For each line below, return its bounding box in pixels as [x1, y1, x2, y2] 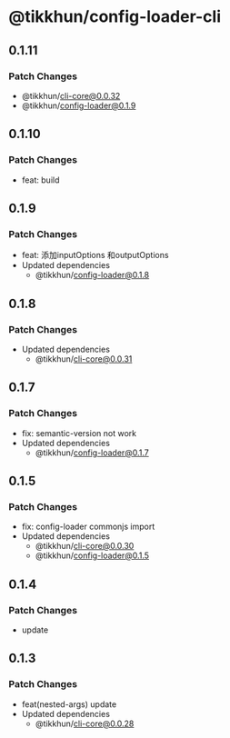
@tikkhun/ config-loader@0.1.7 [35, 447, 149, 458]
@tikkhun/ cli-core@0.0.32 [21, 90, 121, 101]
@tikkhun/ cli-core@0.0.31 [35, 353, 133, 364]
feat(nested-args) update [21, 698, 117, 710]
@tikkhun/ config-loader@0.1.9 [21, 100, 136, 111]
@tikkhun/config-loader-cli [8, 6, 222, 27]
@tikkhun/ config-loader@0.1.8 [35, 270, 150, 281]
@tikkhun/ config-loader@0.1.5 [35, 550, 150, 561]
